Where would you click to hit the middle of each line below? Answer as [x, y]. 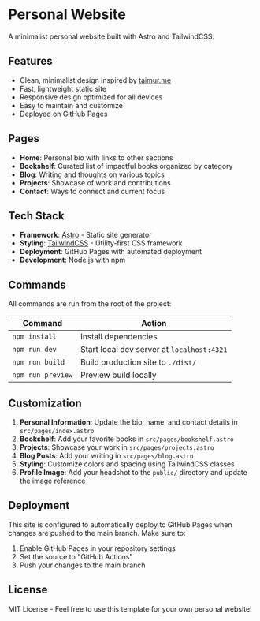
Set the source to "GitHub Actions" [76, 556]
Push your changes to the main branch [82, 565]
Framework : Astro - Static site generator [85, 235]
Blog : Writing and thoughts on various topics [92, 174]
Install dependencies [119, 337]
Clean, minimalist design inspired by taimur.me [95, 80]
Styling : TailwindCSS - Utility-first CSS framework [101, 243]
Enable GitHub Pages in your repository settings [97, 548]
